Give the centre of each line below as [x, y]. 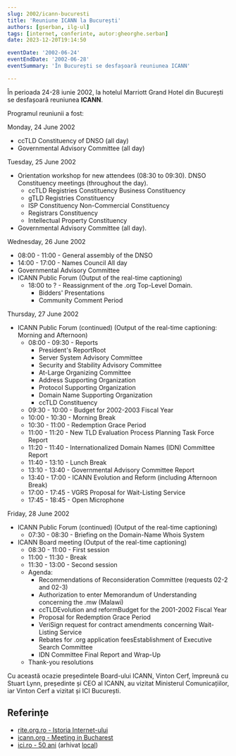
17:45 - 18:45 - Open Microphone [76, 500]
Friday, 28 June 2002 [38, 513]
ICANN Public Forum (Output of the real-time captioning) [100, 278]
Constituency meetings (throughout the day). [83, 183]
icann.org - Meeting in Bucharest [66, 737]
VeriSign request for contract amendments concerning [118, 624]
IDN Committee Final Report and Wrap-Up [99, 654]
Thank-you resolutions [61, 662]
